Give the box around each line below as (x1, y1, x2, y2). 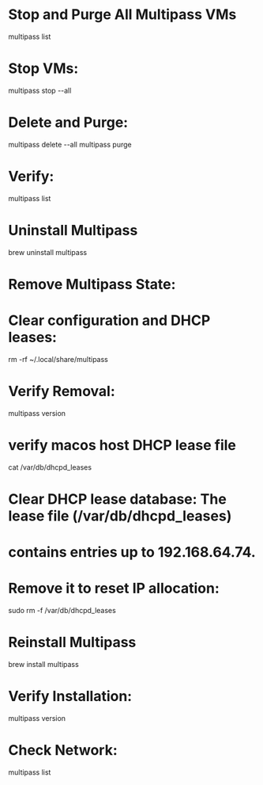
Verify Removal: (8, 383, 116, 400)
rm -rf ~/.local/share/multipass (8, 354, 108, 364)
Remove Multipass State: (8, 275, 176, 293)
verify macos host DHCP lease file (8, 436, 237, 454)
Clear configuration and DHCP (8, 311, 211, 330)
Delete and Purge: (8, 113, 129, 131)
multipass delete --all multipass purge (8, 139, 132, 149)
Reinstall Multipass (8, 634, 137, 651)
